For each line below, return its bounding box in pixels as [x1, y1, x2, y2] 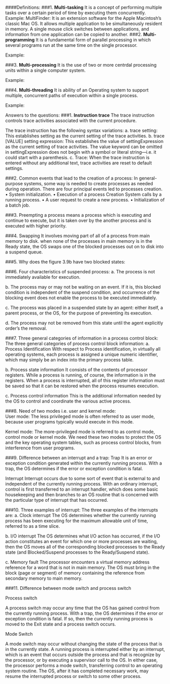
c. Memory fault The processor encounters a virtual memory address [5, 559, 150, 565]
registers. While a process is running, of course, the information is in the [5, 372, 156, 378]
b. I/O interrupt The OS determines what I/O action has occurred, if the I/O [5, 533, 161, 539]
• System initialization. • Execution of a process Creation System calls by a [5, 191, 162, 197]
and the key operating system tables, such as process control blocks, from [5, 440, 161, 445]
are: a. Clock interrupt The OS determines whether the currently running [5, 512, 156, 518]
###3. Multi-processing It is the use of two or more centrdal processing [5, 62, 157, 68]
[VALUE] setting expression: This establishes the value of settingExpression [5, 138, 164, 144]
